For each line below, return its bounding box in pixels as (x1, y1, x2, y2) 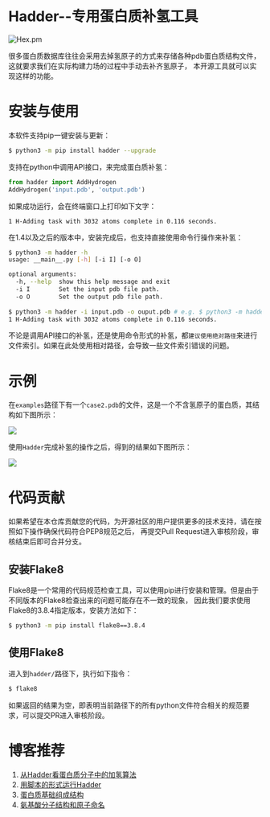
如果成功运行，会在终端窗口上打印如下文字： (8, 201, 157, 211)
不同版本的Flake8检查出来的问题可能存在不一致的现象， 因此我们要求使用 (8, 596, 251, 606)
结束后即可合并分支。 (14, 536, 86, 547)
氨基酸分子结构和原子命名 (19, 799, 105, 809)
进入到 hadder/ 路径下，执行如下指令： (8, 668, 133, 678)
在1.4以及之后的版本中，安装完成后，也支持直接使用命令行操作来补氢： (8, 232, 243, 242)
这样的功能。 (14, 71, 58, 80)
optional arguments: (8, 270, 78, 278)
